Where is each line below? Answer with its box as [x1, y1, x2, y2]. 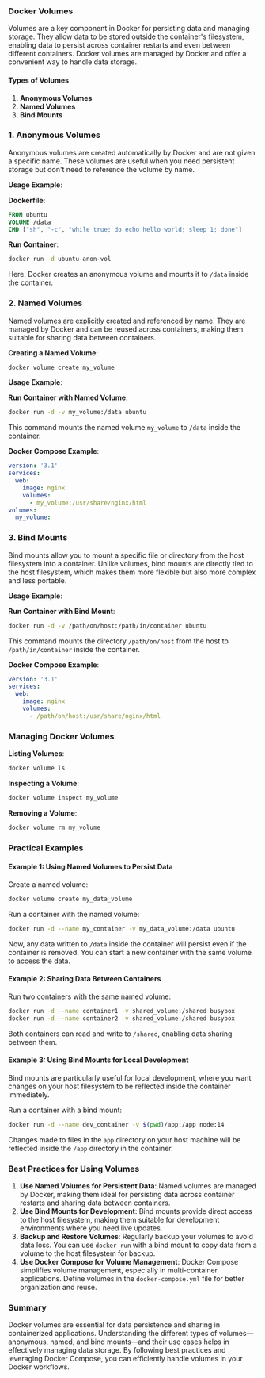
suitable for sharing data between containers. [8, 332, 157, 342]
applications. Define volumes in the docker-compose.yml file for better [19, 1273, 245, 1283]
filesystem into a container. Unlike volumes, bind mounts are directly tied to [8, 558, 253, 568]
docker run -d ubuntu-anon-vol [8, 255, 112, 263]
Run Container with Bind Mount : [8, 606, 115, 616]
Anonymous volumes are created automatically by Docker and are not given [8, 148, 256, 157]
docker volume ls [8, 764, 66, 773]
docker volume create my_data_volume [8, 895, 133, 903]
